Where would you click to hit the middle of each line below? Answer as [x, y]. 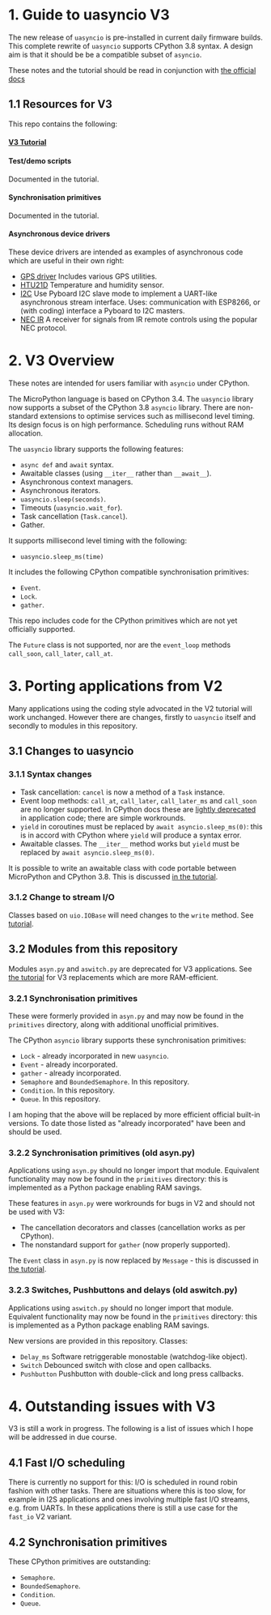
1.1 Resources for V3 [61, 104]
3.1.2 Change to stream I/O [61, 897]
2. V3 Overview [61, 361]
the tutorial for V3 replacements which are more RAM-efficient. [113, 977]
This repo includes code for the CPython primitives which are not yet [123, 620]
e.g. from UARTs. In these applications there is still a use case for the [123, 1508]
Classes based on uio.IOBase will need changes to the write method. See [131, 915]
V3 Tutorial [28, 143]
